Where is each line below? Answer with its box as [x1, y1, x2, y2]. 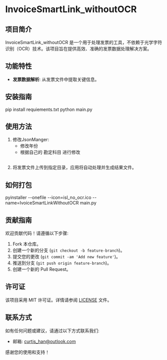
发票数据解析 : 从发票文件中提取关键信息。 [12, 76, 99, 82]
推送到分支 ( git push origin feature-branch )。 [12, 260, 112, 266]
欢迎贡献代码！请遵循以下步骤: [5, 230, 69, 236]
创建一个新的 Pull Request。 [12, 266, 71, 272]
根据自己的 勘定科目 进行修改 [20, 149, 81, 155]
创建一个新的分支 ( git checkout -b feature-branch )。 [12, 247, 125, 254]
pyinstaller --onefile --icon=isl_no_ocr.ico [5, 194, 92, 201]
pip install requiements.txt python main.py [5, 106, 92, 112]
